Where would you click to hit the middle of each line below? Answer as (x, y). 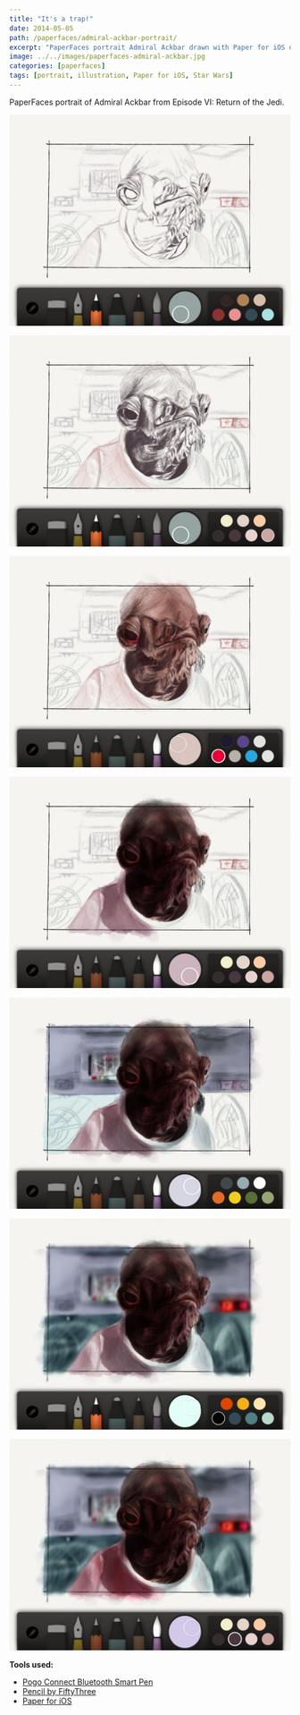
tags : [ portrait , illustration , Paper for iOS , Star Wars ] (121, 76)
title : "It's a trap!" (51, 19)
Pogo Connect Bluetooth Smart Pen (87, 1682)
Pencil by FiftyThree (59, 1691)
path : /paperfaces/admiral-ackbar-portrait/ (93, 38)
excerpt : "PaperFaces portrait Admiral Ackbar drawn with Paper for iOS (147, 47)
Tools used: (31, 1664)
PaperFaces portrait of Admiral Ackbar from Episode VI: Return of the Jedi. (147, 102)
